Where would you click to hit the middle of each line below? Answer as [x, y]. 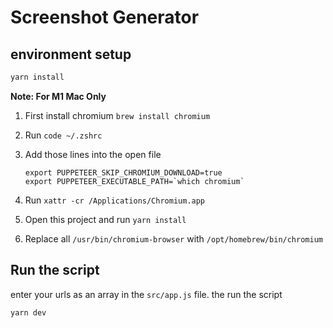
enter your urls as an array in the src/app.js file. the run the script [146, 294]
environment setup [71, 54]
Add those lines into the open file [93, 154]
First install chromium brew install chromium [117, 115]
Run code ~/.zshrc [63, 135]
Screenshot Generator [105, 17]
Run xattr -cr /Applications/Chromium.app [115, 200]
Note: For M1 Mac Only [58, 96]
